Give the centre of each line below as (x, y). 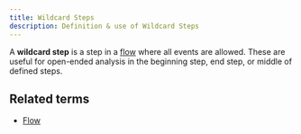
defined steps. (36, 71)
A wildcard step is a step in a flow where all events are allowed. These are (147, 51)
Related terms (50, 98)
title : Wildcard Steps (52, 18)
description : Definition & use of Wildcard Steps (105, 26)
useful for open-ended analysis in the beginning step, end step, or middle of (151, 61)
